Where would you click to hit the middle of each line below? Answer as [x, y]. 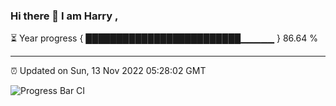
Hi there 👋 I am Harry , [64, 16]
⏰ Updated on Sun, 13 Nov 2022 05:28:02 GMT [108, 71]
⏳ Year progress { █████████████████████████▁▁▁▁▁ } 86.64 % [164, 38]
